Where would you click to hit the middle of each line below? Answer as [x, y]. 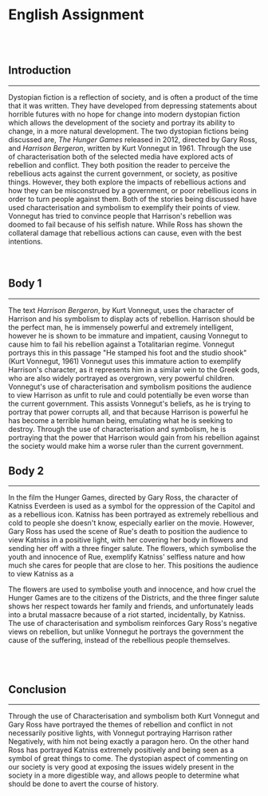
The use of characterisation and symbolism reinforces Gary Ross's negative [133, 624]
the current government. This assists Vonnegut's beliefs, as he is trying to [130, 403]
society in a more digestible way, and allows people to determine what [124, 775]
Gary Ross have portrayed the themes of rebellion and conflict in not [120, 725]
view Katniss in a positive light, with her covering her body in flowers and [128, 540]
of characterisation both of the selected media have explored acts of [121, 156]
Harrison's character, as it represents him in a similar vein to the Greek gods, [134, 370]
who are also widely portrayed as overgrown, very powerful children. [122, 378]
